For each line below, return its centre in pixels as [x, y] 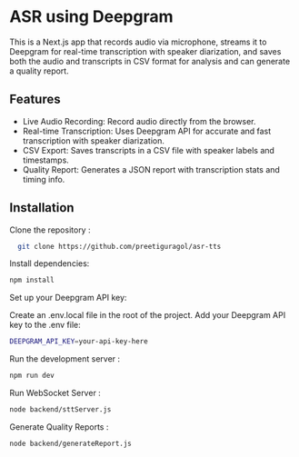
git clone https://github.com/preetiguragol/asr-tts [120, 246]
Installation [42, 208]
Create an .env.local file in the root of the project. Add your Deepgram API [148, 315]
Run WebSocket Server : [55, 393]
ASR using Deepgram [92, 17]
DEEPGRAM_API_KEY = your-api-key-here [79, 342]
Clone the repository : [50, 230]
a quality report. [40, 71]
